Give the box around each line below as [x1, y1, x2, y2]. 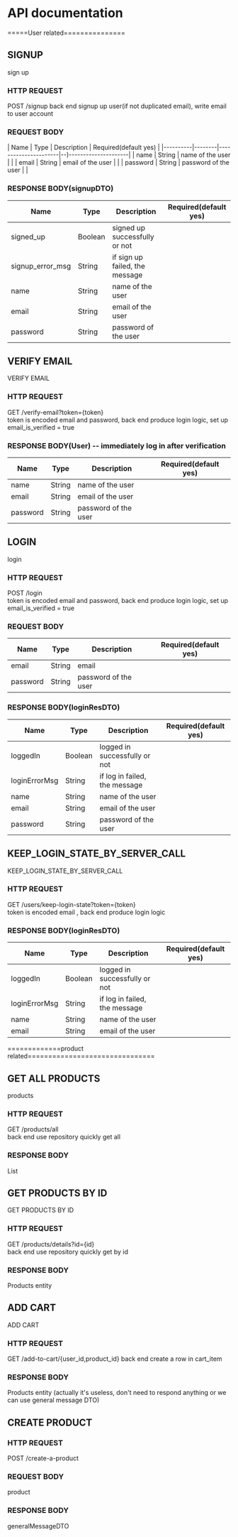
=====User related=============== [7, 28, 126, 37]
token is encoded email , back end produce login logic [7, 908, 166, 916]
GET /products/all [7, 1125, 59, 1134]
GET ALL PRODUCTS [7, 1072, 101, 1085]
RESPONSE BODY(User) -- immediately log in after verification [7, 440, 227, 450]
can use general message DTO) [7, 1396, 100, 1404]
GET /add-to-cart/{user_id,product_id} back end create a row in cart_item [7, 1354, 222, 1363]
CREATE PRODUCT [7, 1416, 93, 1428]
